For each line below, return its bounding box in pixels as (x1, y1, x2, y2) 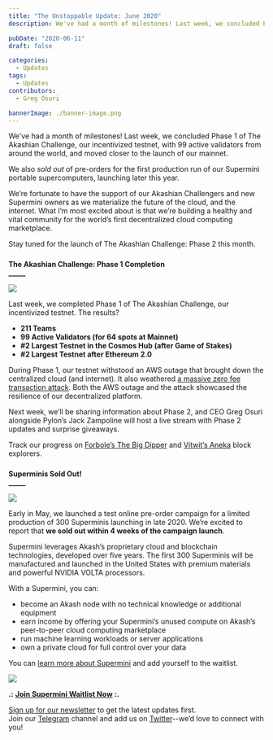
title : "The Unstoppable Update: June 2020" (8, 11, 162, 20)
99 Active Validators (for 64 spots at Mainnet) (19, 332, 179, 342)
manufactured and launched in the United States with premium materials (8, 559, 251, 569)
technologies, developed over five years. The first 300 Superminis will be (8, 550, 253, 560)
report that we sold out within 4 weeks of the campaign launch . (8, 526, 225, 536)
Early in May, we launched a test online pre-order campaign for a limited (8, 509, 250, 519)
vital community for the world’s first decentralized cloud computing (8, 215, 233, 225)
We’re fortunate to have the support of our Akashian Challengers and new (8, 189, 256, 199)
